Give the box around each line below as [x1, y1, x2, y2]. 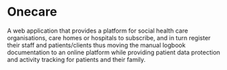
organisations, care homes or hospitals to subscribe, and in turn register [7, 33, 211, 41]
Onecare [7, 4, 58, 20]
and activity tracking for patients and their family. [7, 55, 146, 63]
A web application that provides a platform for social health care [7, 27, 189, 35]
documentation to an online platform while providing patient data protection [7, 48, 221, 56]
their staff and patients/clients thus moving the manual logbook [7, 41, 186, 49]
